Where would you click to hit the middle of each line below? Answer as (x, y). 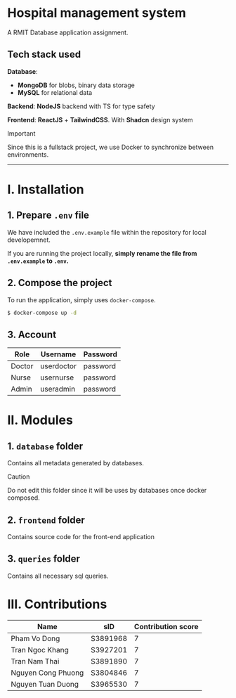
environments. (28, 154)
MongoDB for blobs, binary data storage (76, 85)
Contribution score (166, 626)
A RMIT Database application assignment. (68, 32)
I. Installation (46, 189)
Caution (19, 477)
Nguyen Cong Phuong (47, 673)
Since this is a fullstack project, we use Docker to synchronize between (111, 147)
